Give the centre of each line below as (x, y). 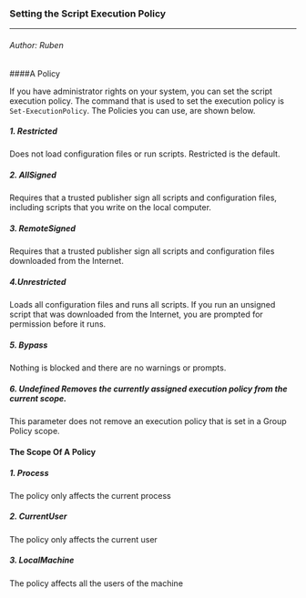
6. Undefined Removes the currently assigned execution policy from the (148, 389)
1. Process (29, 472)
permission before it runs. (58, 324)
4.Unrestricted (38, 282)
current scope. (38, 398)
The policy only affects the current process (90, 495)
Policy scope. (35, 431)
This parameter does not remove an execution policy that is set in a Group (148, 421)
